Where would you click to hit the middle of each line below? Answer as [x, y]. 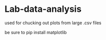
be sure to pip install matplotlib [36, 32]
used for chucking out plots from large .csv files [53, 23]
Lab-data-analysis [43, 9]
